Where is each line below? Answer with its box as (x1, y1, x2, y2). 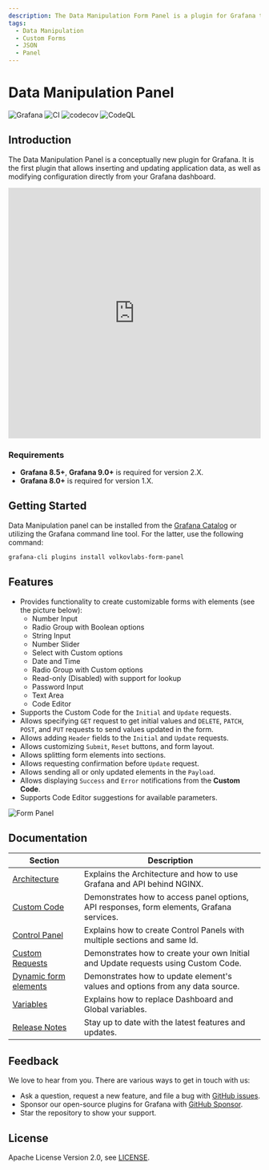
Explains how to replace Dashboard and (83, 994, 234, 1005)
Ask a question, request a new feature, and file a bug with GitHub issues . (19, 1091, 260, 1101)
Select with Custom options (31, 647, 123, 658)
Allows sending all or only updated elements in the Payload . (19, 767, 216, 776)
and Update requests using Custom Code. (83, 957, 242, 969)
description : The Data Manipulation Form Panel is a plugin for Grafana (8, 11, 256, 20)
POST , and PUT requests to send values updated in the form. (19, 724, 214, 734)
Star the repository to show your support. (19, 1108, 157, 1118)
